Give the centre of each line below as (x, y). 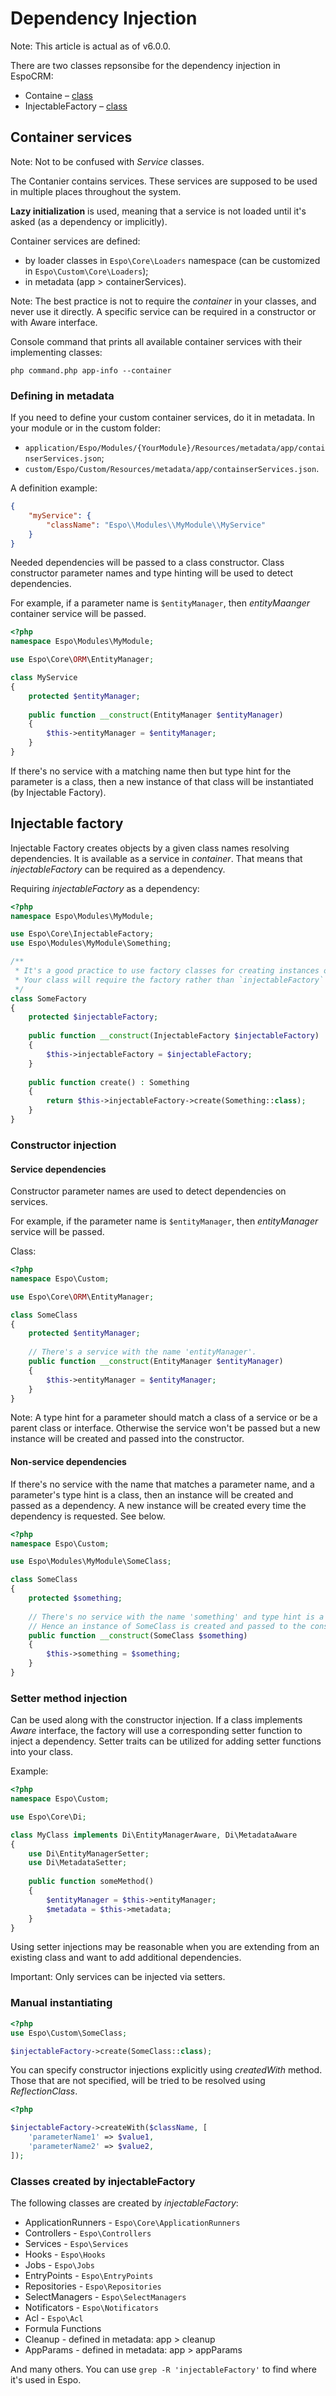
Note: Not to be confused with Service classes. (107, 161)
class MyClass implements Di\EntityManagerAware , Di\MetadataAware (154, 1835)
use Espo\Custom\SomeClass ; (69, 2033)
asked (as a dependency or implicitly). (89, 221)
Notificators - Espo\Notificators (91, 2308)
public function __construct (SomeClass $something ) (138, 1635)
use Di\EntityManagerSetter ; (89, 1853)
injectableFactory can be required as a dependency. (118, 869)
